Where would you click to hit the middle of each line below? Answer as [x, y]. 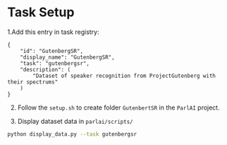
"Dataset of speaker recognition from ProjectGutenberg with [124, 76]
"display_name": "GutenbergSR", [67, 57]
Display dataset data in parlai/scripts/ [75, 121]
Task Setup [41, 12]
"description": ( [45, 69]
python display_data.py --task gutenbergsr [72, 134]
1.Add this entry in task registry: [54, 32]
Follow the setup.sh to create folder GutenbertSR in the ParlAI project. [118, 108]
